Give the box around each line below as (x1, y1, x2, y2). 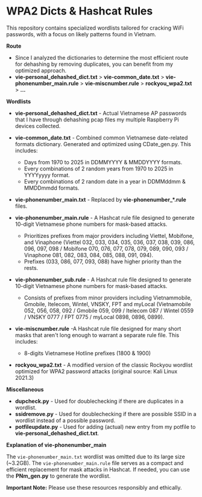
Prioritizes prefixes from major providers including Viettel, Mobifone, (24, 232, 194, 239)
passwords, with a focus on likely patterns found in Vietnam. (6, 30, 157, 37)
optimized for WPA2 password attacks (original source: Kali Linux (14, 367, 178, 375)
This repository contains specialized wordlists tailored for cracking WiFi (6, 24, 184, 31)
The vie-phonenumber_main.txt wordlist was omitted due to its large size (6, 453, 185, 460)
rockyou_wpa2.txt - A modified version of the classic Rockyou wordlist (14, 361, 193, 368)
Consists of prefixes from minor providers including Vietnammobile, (24, 294, 192, 301)
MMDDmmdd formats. (24, 184, 80, 191)
